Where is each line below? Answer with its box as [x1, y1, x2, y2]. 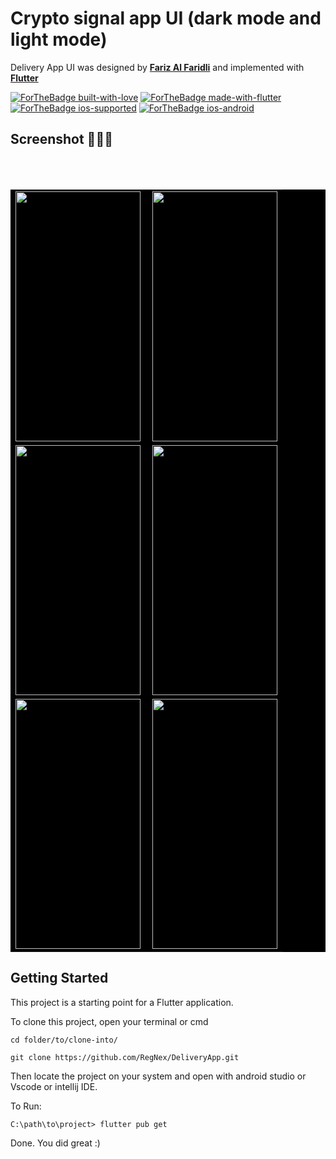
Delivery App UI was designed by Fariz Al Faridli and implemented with [10, 61, 305, 73]
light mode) [10, 28, 108, 51]
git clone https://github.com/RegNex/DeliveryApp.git [10, 1052, 240, 1062]
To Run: [10, 1100, 42, 1112]
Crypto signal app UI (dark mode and [10, 7, 322, 30]
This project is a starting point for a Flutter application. [10, 996, 234, 1008]
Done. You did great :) [10, 1137, 101, 1149]
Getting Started [10, 970, 109, 987]
